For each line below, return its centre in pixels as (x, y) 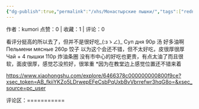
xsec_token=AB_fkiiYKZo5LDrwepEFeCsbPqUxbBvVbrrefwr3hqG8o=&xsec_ (99, 82)
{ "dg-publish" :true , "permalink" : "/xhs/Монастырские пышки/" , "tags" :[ (94, 11)
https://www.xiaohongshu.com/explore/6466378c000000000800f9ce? (94, 75)
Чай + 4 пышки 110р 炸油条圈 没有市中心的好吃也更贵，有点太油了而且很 (95, 56)
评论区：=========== (36, 100)
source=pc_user (26, 88)
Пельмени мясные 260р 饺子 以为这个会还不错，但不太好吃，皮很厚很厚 (95, 49)
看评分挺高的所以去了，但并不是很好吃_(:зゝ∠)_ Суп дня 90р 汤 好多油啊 (95, 41)
